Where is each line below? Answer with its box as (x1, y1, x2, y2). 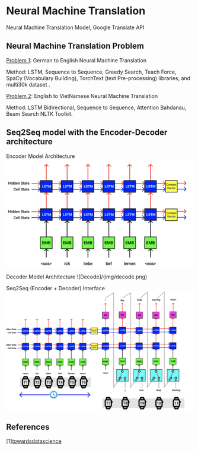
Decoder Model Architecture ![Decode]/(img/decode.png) (6, 273, 148, 280)
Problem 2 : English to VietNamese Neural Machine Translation (6, 92, 158, 99)
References (6, 422, 50, 432)
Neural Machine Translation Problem (6, 41, 144, 51)
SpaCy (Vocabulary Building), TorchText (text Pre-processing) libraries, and (6, 74, 191, 81)
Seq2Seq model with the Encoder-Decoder (6, 128, 168, 138)
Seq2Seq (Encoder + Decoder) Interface (6, 284, 106, 291)
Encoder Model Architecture (6, 153, 75, 160)
